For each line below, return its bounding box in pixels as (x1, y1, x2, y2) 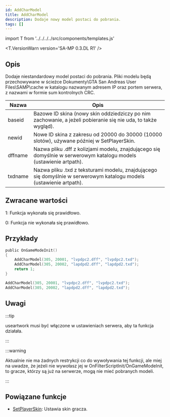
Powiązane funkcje (5, 392, 67, 401)
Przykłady (5, 234, 38, 243)
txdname (8, 173, 29, 180)
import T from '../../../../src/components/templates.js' (5, 35, 115, 42)
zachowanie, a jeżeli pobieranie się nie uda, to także (33, 117, 157, 124)
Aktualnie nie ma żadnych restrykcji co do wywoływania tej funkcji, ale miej (5, 357, 162, 363)
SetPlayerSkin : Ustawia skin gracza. (12, 406, 88, 412)
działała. (5, 328, 23, 334)
